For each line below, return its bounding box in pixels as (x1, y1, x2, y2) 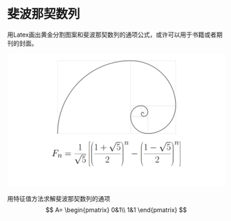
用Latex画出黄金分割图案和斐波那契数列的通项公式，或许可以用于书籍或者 (7, 30, 216, 39)
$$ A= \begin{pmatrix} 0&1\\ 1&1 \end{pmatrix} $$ (45, 205, 187, 214)
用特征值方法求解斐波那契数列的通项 (7, 194, 111, 202)
